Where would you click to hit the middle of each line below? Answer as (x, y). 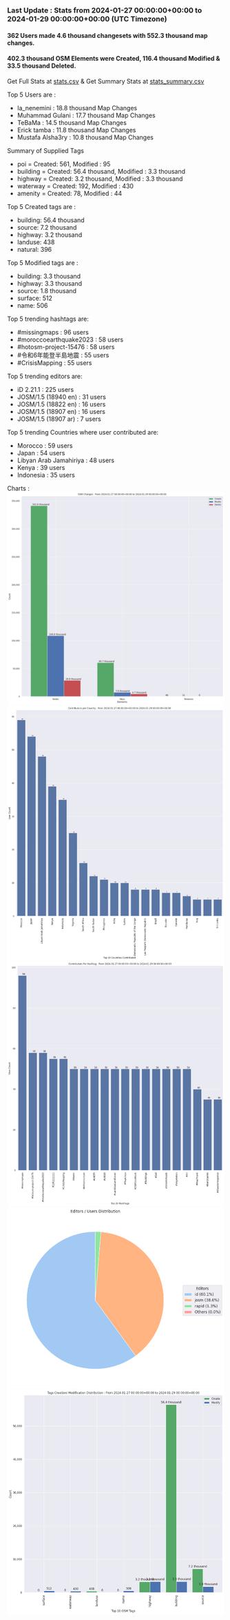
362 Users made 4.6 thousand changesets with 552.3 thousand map (107, 35)
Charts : (18, 488)
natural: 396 (34, 249)
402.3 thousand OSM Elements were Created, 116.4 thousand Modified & (114, 59)
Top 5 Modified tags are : (43, 263)
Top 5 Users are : (32, 95)
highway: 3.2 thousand (50, 235)
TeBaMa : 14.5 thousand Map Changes (72, 122)
